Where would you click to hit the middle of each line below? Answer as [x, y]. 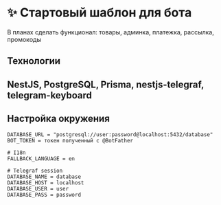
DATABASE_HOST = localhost [46, 183]
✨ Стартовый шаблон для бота [100, 13]
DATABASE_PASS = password [44, 195]
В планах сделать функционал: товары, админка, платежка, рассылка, [110, 32]
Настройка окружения [58, 119]
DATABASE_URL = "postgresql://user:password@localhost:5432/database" [110, 134]
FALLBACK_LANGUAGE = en [41, 159]
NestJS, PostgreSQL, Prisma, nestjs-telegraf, [106, 84]
